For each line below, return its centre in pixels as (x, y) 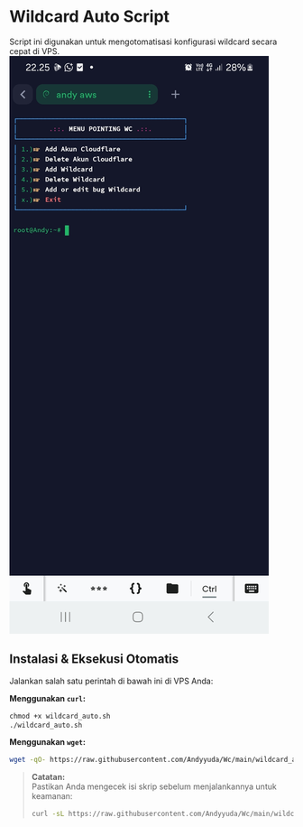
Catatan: (48, 776)
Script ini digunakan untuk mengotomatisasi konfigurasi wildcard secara (143, 42)
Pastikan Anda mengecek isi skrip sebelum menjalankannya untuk (154, 786)
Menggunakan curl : (47, 698)
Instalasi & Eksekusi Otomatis (94, 660)
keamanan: (52, 795)
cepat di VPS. (35, 51)
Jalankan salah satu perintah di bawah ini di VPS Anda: (111, 681)
